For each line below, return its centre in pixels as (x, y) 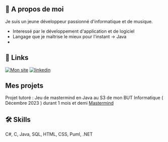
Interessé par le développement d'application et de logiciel (73, 31)
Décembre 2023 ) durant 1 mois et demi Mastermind (60, 103)
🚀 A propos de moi (35, 9)
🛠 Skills (18, 120)
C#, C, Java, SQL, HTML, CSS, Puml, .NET (49, 134)
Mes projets (24, 86)
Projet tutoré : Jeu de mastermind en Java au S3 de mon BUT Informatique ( (84, 98)
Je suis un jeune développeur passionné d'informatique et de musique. (79, 21)
